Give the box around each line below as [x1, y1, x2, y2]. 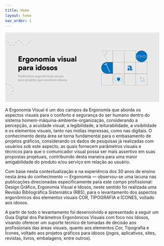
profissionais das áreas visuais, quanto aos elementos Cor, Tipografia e [5, 225, 149, 230]
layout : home [5, 13, 32, 18]
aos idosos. [5, 200, 28, 205]
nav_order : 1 [5, 18, 32, 23]
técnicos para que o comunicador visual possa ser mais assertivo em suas [5, 148, 156, 154]
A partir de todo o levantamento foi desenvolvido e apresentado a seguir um [5, 209, 159, 215]
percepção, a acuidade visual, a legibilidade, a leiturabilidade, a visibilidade [5, 123, 157, 128]
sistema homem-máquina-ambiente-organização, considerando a [5, 118, 138, 123]
